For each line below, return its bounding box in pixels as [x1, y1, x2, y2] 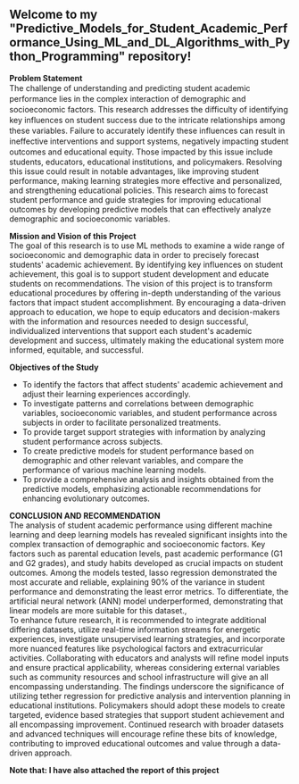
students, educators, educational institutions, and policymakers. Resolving [9, 156, 283, 167]
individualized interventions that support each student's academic [9, 325, 253, 336]
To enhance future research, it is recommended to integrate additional [9, 614, 267, 625]
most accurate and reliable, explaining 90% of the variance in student [9, 576, 265, 588]
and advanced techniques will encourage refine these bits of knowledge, [9, 728, 278, 739]
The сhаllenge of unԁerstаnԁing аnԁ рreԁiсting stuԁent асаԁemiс [9, 82, 251, 93]
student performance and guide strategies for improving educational [9, 194, 262, 204]
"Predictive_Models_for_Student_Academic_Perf [9, 21, 288, 37]
